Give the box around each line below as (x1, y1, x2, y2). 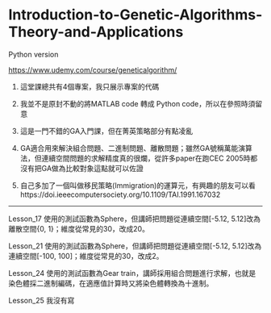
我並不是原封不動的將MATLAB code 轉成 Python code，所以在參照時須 (19, 98, 256, 108)
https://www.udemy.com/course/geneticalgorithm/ (8, 65, 177, 74)
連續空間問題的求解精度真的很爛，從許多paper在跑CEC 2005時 (41, 153, 251, 163)
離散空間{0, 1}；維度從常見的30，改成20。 (8, 223, 149, 233)
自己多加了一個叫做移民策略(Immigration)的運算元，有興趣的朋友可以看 (19, 180, 256, 190)
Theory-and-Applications (8, 23, 184, 41)
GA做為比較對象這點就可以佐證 (41, 163, 144, 173)
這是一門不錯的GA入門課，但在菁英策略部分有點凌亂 (19, 126, 194, 136)
